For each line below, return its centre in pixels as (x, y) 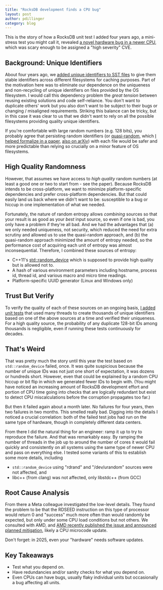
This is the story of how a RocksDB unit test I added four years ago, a (74, 37)
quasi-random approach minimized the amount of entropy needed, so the (79, 240)
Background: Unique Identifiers (54, 63)
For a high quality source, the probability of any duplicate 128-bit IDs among (81, 323)
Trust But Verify (30, 296)
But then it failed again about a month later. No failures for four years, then (80, 406)
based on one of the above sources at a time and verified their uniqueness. (80, 318)
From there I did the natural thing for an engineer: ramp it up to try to (74, 432)
